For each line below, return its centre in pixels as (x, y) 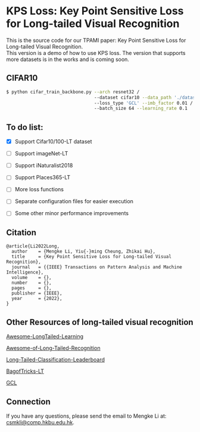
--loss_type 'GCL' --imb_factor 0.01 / (144, 103)
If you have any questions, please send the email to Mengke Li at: (86, 416)
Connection (28, 402)
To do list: (25, 127)
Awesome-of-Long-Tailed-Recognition (53, 348)
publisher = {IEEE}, (37, 293)
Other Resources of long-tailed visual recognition (100, 322)
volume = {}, (32, 278)
